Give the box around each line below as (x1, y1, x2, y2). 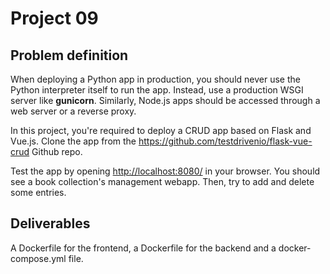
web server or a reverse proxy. (10, 105, 137, 117)
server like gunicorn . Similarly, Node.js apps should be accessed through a (10, 95, 321, 106)
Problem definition (10, 47, 129, 64)
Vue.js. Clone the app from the (10, 135, 137, 147)
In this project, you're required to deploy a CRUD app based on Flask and (10, 125, 312, 136)
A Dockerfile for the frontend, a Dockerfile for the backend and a (10, 242, 277, 254)
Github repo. (31, 146, 83, 157)
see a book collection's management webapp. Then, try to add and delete (10, 176, 315, 187)
